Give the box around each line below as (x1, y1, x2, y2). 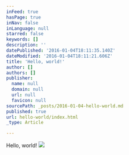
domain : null (11, 86, 44, 92)
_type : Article (6, 120, 44, 126)
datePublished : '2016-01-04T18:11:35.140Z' (6, 48, 116, 54)
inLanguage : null (6, 25, 49, 32)
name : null (11, 81, 39, 87)
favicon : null (11, 97, 46, 103)
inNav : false (6, 20, 39, 26)
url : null (11, 92, 36, 98)
